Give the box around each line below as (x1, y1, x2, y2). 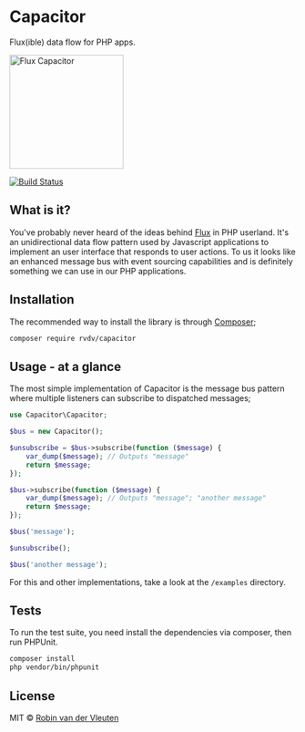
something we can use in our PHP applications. (9, 265, 187, 276)
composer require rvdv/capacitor (9, 334, 137, 343)
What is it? (9, 202, 71, 218)
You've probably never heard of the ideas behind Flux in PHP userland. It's (9, 226, 290, 238)
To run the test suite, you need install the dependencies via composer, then (9, 627, 292, 638)
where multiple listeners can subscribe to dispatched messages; (9, 393, 251, 404)
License (9, 688, 56, 704)
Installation (9, 292, 75, 307)
